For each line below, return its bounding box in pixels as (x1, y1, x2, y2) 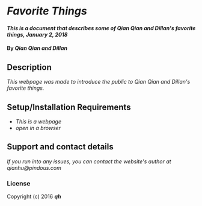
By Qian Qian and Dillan (7, 45, 68, 52)
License (7, 179, 31, 187)
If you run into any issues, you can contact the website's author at (7, 158, 171, 165)
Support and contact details (7, 142, 114, 152)
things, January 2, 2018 (7, 31, 68, 38)
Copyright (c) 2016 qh (7, 193, 62, 200)
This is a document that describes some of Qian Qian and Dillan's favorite (7, 24, 196, 31)
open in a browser (15, 125, 61, 131)
